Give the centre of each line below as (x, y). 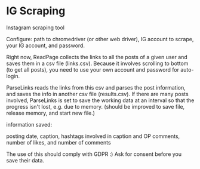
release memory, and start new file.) (51, 113)
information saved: (29, 124)
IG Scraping (36, 11)
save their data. (25, 160)
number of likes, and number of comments (59, 142)
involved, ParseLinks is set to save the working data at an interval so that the (100, 100)
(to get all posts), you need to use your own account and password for (93, 69)
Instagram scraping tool (35, 27)
